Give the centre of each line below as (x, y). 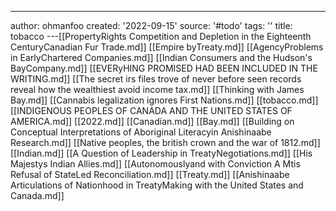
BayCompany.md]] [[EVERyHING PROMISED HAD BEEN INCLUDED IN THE (164, 68)
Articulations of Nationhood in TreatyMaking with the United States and (157, 185)
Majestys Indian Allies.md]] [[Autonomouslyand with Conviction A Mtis (155, 164)
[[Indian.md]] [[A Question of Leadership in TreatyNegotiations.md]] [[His (161, 153)
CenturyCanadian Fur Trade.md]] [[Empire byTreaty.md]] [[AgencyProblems (167, 47)
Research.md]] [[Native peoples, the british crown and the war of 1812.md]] (165, 142)
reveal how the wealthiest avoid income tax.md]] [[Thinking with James (157, 89)
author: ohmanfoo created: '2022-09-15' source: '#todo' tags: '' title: (151, 25)
